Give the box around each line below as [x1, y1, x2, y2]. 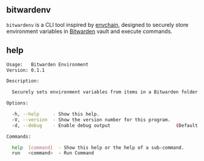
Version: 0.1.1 [6, 67, 45, 73]
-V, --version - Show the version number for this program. [12, 116, 171, 123]
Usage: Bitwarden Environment [6, 61, 89, 68]
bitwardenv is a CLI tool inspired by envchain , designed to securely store [6, 21, 189, 28]
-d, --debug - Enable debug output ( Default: [12, 122, 201, 129]
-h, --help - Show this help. [12, 111, 100, 117]
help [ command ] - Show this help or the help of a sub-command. [12, 145, 184, 151]
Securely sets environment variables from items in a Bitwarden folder [12, 89, 199, 95]
